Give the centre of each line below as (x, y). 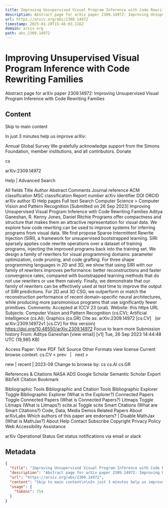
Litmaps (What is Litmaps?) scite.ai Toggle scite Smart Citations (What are (81, 405)
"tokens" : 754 (29, 491)
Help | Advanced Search (30, 180)
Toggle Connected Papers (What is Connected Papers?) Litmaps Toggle (79, 400)
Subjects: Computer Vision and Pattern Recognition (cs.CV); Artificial (76, 313)
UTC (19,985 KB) (22, 339)
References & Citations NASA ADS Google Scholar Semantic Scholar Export (83, 374)
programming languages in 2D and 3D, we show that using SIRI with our (79, 265)
